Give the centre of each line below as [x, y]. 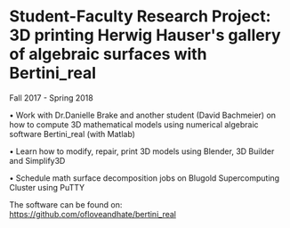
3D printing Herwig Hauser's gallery [145, 35]
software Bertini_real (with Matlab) [72, 134]
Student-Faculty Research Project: [140, 16]
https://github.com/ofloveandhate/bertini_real [93, 214]
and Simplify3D [37, 160]
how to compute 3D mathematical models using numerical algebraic [134, 124]
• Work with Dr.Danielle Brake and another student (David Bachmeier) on [143, 115]
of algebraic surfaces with [108, 54]
